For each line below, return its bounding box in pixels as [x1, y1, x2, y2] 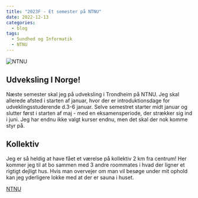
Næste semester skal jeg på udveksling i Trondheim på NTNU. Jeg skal [6, 90, 180, 98]
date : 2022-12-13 [6, 14, 49, 20]
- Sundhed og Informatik [11, 36, 73, 42]
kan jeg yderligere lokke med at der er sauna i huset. [6, 174, 134, 181]
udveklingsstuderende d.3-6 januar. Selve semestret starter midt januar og [6, 103, 188, 110]
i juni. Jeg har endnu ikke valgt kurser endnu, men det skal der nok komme [6, 116, 188, 123]
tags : [6, 31, 20, 37]
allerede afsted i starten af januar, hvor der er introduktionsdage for [6, 97, 170, 104]
